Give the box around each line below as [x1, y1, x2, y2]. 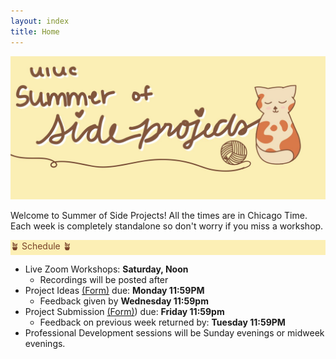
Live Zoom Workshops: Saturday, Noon [24, 263, 189, 275]
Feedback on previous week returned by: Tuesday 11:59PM [39, 316, 286, 328]
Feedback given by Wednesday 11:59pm [39, 295, 209, 307]
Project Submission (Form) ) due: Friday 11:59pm [24, 305, 225, 317]
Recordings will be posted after [39, 273, 169, 285]
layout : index [10, 16, 70, 26]
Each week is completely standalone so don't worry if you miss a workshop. [10, 220, 324, 232]
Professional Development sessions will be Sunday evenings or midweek [24, 326, 325, 339]
